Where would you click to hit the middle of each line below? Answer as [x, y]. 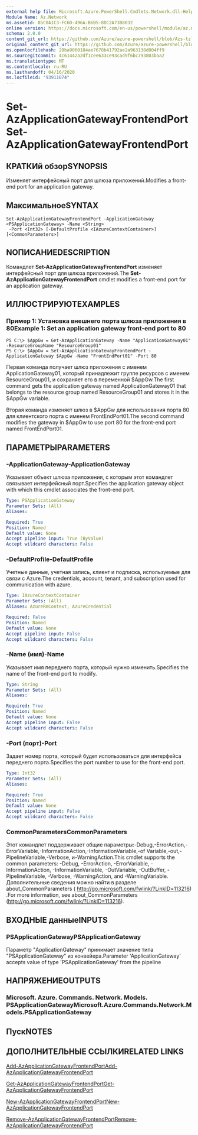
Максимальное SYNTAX [52, 205]
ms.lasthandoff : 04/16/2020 [41, 72]
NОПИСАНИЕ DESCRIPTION [58, 253]
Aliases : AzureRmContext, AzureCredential [59, 607]
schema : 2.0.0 [24, 34]
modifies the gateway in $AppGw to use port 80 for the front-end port [91, 423]
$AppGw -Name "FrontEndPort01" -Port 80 [107, 356]
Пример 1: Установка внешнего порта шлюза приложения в [96, 321]
